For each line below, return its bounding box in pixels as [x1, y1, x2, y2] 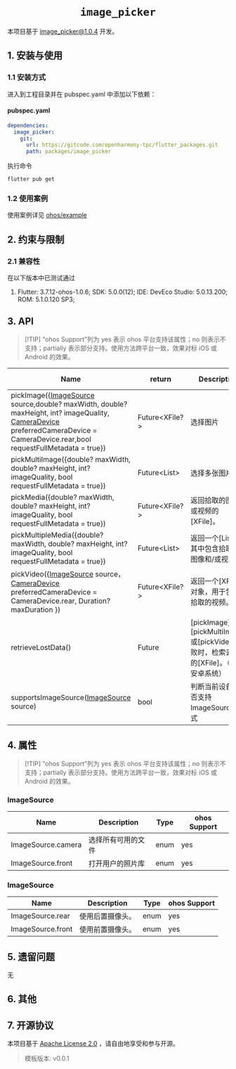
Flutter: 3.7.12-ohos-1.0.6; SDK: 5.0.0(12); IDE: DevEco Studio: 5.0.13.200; [17, 287, 228, 297]
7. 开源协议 [7, 1019, 54, 1031]
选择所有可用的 [88, 835, 138, 845]
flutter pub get [7, 176, 55, 183]
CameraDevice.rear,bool [11, 434, 91, 444]
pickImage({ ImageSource [11, 390, 95, 400]
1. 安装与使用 [7, 50, 63, 62]
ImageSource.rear [11, 911, 70, 921]
